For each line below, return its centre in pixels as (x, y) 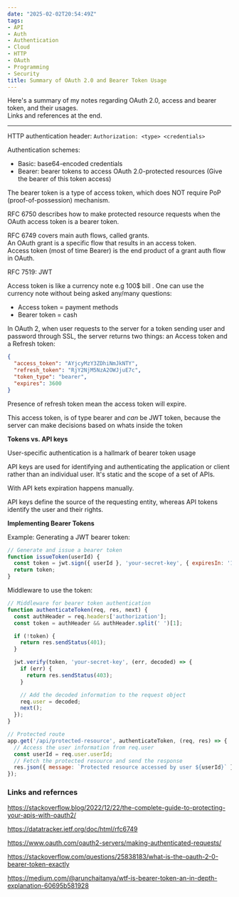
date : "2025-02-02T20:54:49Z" (52, 14)
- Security (23, 73)
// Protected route (36, 734)
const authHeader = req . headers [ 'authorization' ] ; (90, 616)
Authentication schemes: (44, 150)
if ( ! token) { (34, 636)
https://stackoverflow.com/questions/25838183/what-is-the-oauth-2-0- (113, 857)
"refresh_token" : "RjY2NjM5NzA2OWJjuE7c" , (78, 370)
